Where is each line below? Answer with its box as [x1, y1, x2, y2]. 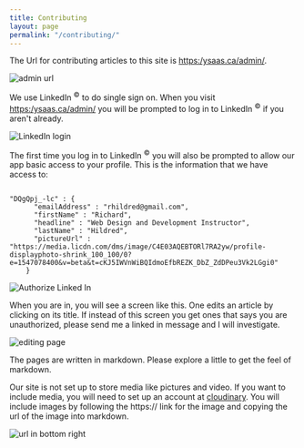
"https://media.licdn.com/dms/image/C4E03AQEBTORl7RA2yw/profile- [9, 242, 267, 251]
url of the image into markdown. [9, 411, 129, 422]
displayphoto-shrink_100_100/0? [9, 250, 132, 260]
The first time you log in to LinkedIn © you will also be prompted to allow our [9, 148, 295, 160]
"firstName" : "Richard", [33, 210, 132, 219]
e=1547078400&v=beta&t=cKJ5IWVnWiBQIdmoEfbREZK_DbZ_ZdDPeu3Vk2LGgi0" [9, 259, 279, 268]
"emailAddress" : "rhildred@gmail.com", [33, 202, 189, 212]
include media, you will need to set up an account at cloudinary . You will [9, 392, 280, 402]
